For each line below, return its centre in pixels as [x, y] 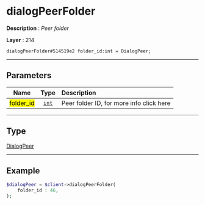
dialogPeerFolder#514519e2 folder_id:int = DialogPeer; [79, 51]
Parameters [29, 75]
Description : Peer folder [38, 28]
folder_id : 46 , [38, 190]
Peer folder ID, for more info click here [116, 103]
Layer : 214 [20, 40]
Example [23, 171]
